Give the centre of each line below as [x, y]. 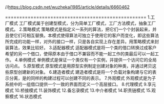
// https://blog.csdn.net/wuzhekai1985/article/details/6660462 [67, 7]
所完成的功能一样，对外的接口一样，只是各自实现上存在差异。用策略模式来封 [82, 42]
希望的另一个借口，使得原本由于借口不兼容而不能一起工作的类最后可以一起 [80, 54]
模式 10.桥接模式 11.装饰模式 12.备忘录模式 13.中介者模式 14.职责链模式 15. [78, 90]
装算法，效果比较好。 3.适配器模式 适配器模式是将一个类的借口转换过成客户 [81, 48]
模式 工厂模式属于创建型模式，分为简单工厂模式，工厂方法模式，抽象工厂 [82, 23]
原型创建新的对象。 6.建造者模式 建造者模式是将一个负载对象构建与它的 [81, 72]
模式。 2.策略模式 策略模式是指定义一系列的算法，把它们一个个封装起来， [79, 29]
